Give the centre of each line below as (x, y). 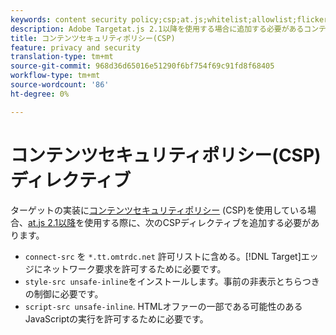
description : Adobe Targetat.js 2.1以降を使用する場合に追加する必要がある (157, 29)
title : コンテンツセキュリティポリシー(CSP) (93, 38)
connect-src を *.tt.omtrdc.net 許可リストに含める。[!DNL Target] (163, 256)
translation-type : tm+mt (62, 57)
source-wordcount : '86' (60, 85)
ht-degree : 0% (40, 94)
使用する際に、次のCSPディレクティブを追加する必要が (198, 222)
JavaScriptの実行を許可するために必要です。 (116, 318)
